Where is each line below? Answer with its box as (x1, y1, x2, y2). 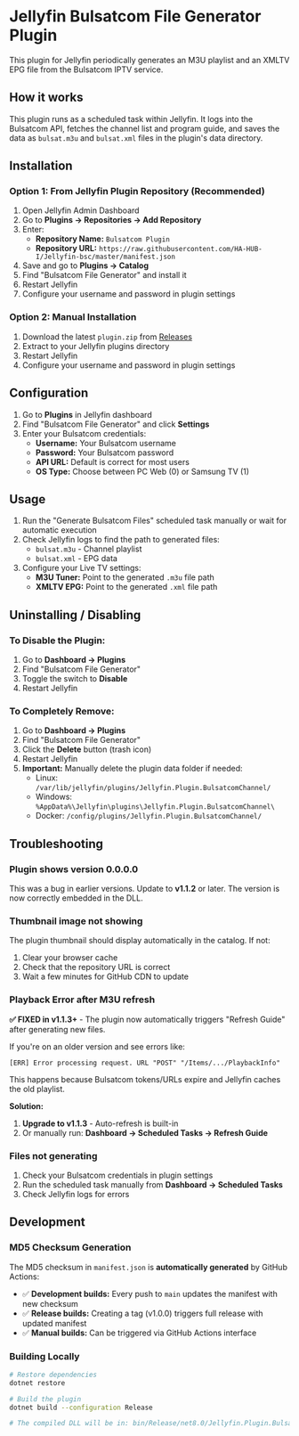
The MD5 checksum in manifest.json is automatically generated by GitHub (9, 1261, 287, 1272)
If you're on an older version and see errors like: (9, 1040, 185, 1052)
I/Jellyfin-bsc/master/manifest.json (35, 252, 176, 262)
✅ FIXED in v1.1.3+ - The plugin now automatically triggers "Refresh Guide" (9, 1014, 286, 1024)
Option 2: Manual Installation (9, 311, 137, 323)
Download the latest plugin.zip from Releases (21, 331, 193, 342)
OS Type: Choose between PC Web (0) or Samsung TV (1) (35, 466, 250, 477)
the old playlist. (9, 1083, 65, 1094)
